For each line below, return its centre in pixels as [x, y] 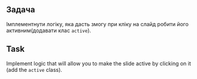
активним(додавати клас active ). [49, 30]
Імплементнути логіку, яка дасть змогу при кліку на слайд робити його [97, 24]
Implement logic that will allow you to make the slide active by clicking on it [99, 63]
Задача [21, 10]
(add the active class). [34, 69]
